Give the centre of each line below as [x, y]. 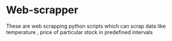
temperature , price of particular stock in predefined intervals [80, 32]
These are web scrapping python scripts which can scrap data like [86, 26]
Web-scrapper [42, 10]
